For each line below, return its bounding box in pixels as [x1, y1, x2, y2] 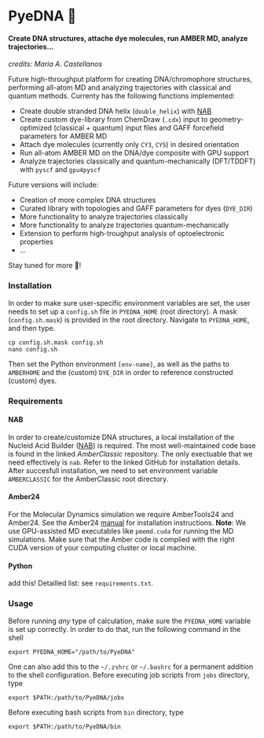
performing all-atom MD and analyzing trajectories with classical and [8, 83, 232, 93]
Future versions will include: [8, 180, 99, 189]
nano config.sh [8, 345, 58, 353]
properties [19, 237, 53, 247]
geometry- [209, 115, 244, 124]
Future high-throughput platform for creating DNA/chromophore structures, [8, 75, 253, 84]
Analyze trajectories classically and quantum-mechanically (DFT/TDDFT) [19, 156, 256, 166]
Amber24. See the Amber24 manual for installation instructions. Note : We [8, 518, 247, 527]
